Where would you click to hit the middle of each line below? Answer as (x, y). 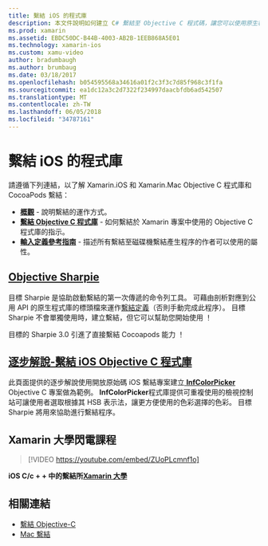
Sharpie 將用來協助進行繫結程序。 (64, 412)
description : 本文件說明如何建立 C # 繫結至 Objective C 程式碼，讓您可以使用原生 (133, 23)
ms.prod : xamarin (37, 30)
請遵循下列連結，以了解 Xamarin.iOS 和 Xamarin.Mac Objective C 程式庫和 (130, 185)
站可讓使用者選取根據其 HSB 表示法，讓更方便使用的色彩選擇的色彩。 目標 (130, 403)
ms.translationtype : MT (48, 97)
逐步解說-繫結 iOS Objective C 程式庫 (100, 362)
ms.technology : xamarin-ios (55, 45)
